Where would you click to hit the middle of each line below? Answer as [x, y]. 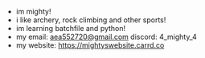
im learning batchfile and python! [71, 28]
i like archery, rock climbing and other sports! [91, 20]
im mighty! [33, 12]
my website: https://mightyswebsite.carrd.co [90, 45]
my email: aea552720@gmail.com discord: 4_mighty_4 [106, 37]
